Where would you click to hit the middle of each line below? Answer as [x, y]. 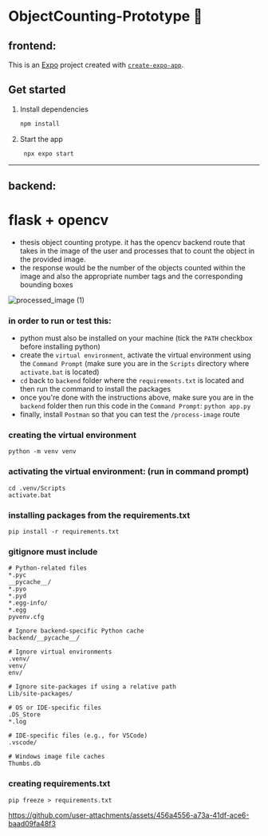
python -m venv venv [43, 452]
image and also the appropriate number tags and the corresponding [131, 276]
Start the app [41, 139]
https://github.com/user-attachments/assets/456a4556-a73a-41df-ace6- [129, 815]
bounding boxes [46, 284]
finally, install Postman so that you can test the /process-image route [130, 415]
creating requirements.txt [59, 783]
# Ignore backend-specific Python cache [77, 631]
